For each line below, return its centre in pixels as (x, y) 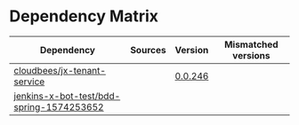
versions (251, 55)
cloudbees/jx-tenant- (60, 70)
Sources (148, 50)
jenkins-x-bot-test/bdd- (67, 96)
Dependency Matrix (84, 16)
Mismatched (251, 44)
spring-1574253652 (59, 106)
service (29, 82)
